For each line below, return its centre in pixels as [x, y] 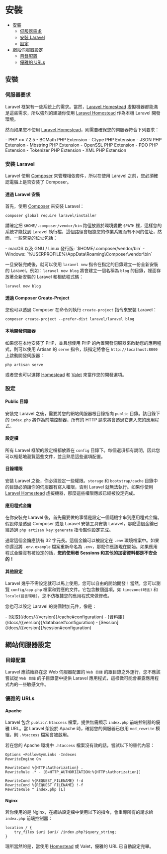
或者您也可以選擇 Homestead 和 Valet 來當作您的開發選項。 [66, 375]
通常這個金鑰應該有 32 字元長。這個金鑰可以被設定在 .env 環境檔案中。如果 [82, 541]
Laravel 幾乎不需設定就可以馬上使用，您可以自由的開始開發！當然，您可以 [81, 583]
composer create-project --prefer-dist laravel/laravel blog [70, 319]
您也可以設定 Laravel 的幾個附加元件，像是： [51, 606]
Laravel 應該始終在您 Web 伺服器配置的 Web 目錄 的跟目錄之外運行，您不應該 [83, 672]
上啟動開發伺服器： [25, 355]
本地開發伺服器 [20, 331]
